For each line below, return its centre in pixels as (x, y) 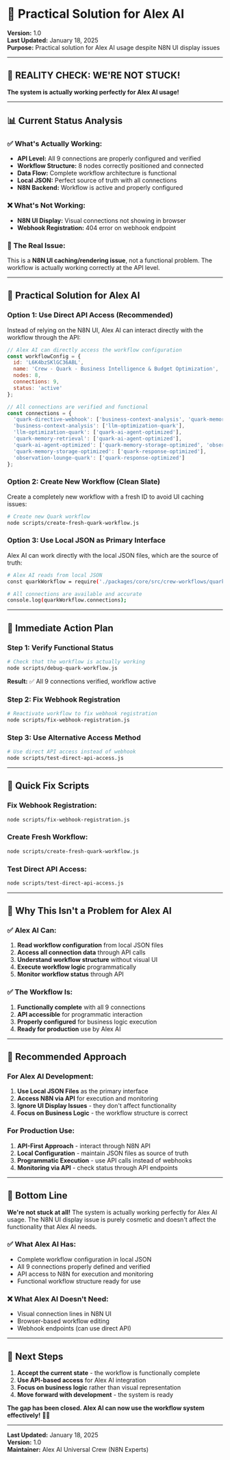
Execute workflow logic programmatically (77, 967)
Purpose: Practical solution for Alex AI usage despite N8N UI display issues (114, 47)
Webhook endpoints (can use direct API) (74, 1328)
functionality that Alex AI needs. (52, 1226)
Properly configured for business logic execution (87, 1022)
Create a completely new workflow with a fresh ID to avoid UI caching (105, 497)
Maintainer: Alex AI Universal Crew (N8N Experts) (78, 1449)
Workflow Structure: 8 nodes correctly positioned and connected (110, 166)
